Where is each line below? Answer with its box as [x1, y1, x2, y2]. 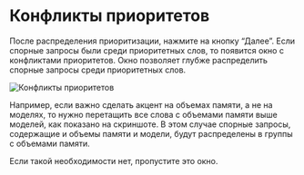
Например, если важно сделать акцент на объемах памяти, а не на [9, 99, 273, 110]
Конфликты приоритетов [9, 5, 210, 26]
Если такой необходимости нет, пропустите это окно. [9, 155, 218, 166]
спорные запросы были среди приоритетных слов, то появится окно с [9, 44, 285, 55]
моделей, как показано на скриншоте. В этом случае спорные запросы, [9, 119, 291, 130]
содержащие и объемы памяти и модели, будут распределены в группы [9, 128, 293, 139]
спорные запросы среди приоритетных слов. [9, 64, 187, 75]
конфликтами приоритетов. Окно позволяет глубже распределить [9, 54, 269, 65]
